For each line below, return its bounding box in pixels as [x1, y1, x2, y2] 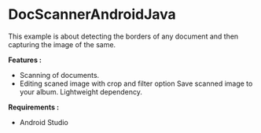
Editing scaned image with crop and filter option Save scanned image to [19, 79, 253, 88]
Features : [8, 55, 42, 65]
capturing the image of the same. [8, 39, 116, 49]
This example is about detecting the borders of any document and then [8, 31, 239, 41]
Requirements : [8, 102, 60, 112]
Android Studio [19, 117, 68, 127]
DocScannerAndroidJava [8, 6, 177, 24]
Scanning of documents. [19, 70, 100, 79]
